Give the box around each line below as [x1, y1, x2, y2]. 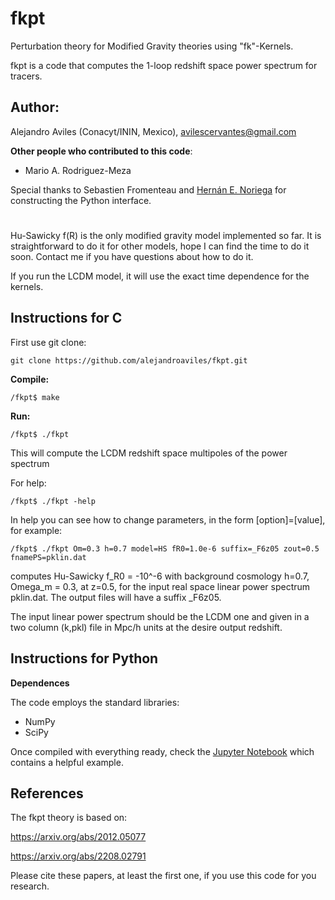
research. [10, 880, 50, 892]
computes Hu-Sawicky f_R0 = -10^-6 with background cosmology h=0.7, [10, 570, 310, 582]
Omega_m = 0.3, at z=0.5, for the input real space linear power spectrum [10, 580, 311, 592]
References [10, 785, 84, 802]
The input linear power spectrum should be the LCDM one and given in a [10, 610, 310, 622]
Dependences [10, 677, 70, 689]
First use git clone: [10, 336, 87, 348]
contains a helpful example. [10, 756, 124, 768]
